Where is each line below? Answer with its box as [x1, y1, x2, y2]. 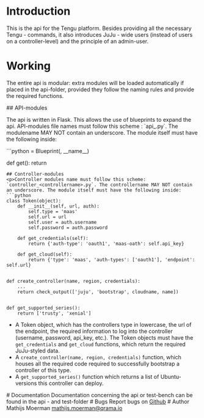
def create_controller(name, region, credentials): [6, 278, 140, 284]
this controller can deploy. [38, 379, 104, 387]
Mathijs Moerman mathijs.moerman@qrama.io [6, 404, 123, 411]
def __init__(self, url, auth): [17, 203, 100, 209]
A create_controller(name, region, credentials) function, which [15, 353, 182, 360]
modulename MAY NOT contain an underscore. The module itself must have [6, 129, 198, 136]
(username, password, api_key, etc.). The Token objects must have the [15, 334, 194, 341]
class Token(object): [6, 198, 62, 204]
